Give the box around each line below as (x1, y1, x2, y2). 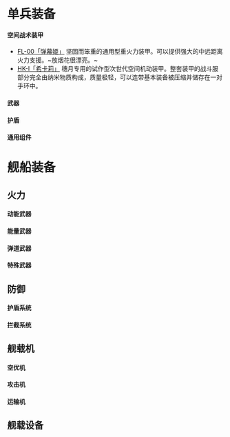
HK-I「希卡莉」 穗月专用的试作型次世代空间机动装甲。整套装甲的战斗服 (17, 65, 219, 73)
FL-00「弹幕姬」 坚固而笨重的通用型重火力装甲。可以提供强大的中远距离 (17, 48, 223, 56)
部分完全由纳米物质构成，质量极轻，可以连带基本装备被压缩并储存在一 (17, 73, 217, 81)
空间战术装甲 (7, 30, 43, 39)
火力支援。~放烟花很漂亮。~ (17, 56, 98, 64)
